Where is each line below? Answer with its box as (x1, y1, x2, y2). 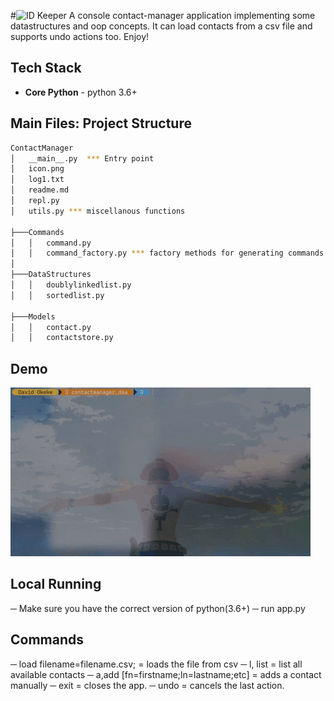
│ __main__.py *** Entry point (10, 153, 155, 164)
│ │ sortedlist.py (10, 290, 105, 300)
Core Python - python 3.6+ (24, 86, 138, 98)
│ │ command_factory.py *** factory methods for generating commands (10, 248, 325, 259)
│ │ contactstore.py (10, 333, 114, 343)
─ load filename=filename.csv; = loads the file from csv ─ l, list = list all (10, 658, 303, 670)
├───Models (10, 311, 56, 322)
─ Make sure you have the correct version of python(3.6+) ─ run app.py (10, 602, 306, 614)
